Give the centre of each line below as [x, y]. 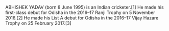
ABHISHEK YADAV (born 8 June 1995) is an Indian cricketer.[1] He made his [85, 7]
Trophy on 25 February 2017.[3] [38, 23]
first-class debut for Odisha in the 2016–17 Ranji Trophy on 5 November [80, 12]
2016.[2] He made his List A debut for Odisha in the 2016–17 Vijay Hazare [82, 18]
